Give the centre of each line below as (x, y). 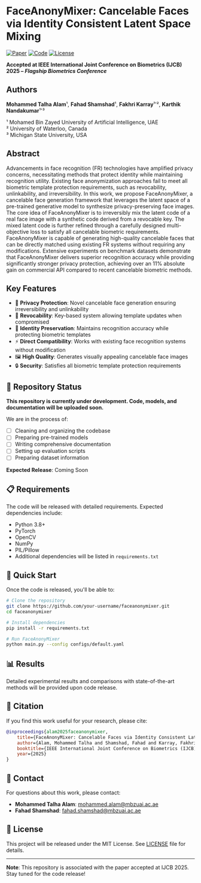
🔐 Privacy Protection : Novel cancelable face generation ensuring (95, 303)
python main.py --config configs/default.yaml (65, 644)
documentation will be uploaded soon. (55, 407)
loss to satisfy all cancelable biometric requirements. (95, 232)
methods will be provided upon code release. (62, 688)
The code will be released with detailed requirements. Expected (85, 507)
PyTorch (25, 531)
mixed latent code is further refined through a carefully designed (86, 225)
